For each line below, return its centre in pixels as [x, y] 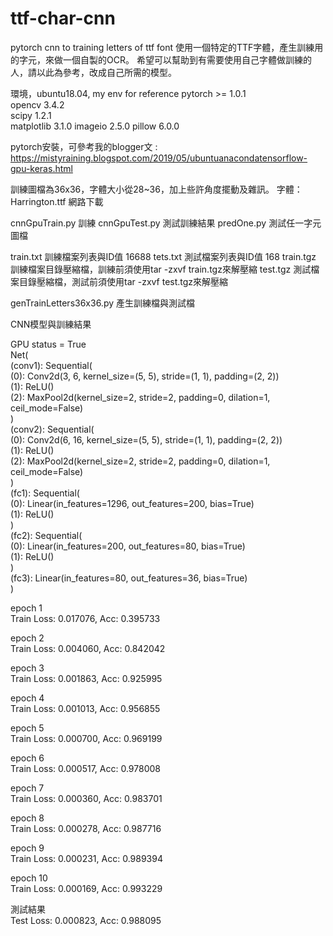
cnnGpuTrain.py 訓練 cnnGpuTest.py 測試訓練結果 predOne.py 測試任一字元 [166, 223]
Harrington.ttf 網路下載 [57, 201]
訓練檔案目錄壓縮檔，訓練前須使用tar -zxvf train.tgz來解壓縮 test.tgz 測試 [161, 269]
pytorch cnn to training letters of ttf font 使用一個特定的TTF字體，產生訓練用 [167, 47]
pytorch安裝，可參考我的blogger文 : [84, 146]
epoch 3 [27, 668]
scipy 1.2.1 [31, 115]
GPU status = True [48, 344]
